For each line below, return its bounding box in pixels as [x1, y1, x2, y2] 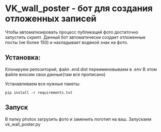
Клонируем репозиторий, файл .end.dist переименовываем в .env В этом [5, 66, 157, 72]
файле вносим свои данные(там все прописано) [5, 71, 106, 77]
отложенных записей [5, 13, 97, 24]
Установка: [5, 54, 41, 62]
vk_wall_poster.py [5, 121, 41, 127]
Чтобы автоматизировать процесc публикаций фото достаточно [5, 29, 139, 35]
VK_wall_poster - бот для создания [5, 3, 153, 14]
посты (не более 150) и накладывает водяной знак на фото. [5, 39, 129, 45]
